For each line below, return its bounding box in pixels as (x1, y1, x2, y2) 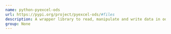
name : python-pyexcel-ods (5, 7, 60, 12)
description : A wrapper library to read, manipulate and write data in (5, 16, 160, 21)
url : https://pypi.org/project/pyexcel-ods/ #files (5, 12, 115, 17)
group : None (5, 21, 31, 26)
